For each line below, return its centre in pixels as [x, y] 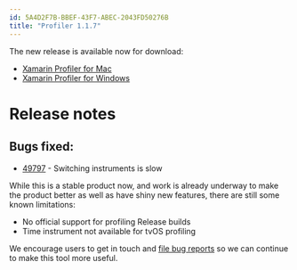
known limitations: [42, 204]
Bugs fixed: [41, 147]
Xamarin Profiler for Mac [67, 69]
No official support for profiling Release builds [106, 221]
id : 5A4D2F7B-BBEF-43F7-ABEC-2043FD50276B [89, 17]
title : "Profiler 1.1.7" [55, 26]
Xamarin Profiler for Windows [76, 78]
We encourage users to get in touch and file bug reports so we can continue [149, 248]
